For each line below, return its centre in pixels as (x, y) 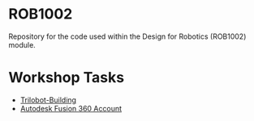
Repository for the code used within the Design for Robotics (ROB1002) (127, 36)
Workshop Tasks (66, 78)
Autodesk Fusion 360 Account (71, 108)
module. (22, 44)
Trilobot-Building (48, 100)
